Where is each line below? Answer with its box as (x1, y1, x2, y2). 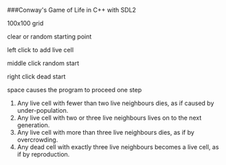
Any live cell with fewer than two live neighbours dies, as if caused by (16, 99, 214, 107)
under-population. (16, 107, 69, 114)
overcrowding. (16, 135, 58, 144)
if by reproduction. (16, 151, 70, 158)
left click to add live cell (7, 46, 74, 54)
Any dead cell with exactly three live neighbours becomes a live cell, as (16, 143, 219, 151)
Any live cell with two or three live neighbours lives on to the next (16, 113, 202, 122)
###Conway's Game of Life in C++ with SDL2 (7, 6, 136, 14)
